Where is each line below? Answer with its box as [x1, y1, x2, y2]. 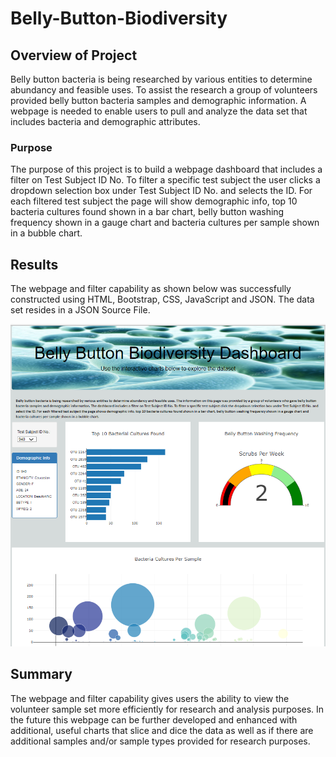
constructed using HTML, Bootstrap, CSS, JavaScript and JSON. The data [10, 293, 315, 306]
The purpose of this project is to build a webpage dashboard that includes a [10, 163, 323, 176]
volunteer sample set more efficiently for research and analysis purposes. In [10, 703, 325, 715]
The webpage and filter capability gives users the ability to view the [10, 692, 290, 704]
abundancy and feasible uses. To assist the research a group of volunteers [10, 84, 318, 96]
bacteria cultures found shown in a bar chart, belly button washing [10, 206, 285, 218]
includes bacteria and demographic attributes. [10, 116, 201, 127]
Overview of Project [10, 47, 138, 64]
